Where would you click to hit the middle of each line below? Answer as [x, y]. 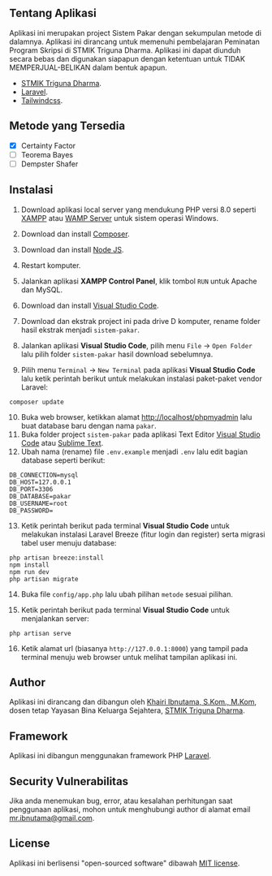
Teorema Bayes [47, 154]
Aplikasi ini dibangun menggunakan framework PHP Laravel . [110, 756]
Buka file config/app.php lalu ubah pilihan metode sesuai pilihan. [127, 594]
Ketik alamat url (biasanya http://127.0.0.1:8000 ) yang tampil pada [134, 648]
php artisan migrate [44, 579]
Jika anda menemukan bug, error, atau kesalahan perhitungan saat [121, 801]
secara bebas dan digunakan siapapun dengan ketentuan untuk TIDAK [127, 58]
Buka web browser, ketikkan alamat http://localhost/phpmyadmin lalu [136, 416]
